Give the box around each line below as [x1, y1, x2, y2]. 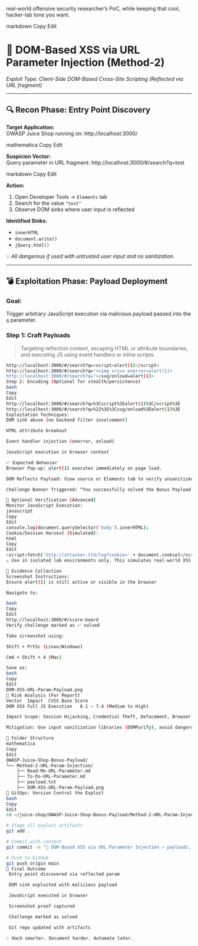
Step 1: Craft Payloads [6, 331, 71, 340]
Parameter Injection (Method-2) [6, 56, 165, 70]
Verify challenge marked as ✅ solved [6, 622, 100, 628]
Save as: [6, 665, 28, 671]
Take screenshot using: [6, 633, 65, 639]
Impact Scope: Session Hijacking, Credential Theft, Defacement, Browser [6, 714, 192, 720]
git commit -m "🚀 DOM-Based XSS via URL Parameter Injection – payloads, [6, 844, 192, 850]
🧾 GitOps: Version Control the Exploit [6, 790, 104, 796]
